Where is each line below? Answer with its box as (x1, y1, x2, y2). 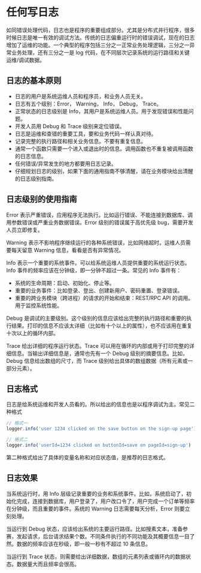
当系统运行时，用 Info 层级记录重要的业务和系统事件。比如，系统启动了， (6, 490, 187, 497)
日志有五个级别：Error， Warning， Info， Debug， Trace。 (14, 100, 162, 107)
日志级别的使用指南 (6, 194, 77, 204)
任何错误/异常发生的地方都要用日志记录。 (14, 160, 117, 167)
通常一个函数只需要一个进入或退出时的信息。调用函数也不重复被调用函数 (14, 145, 193, 152)
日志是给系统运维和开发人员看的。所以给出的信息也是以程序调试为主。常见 (6, 401, 190, 408)
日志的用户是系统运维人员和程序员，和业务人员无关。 (14, 92, 147, 99)
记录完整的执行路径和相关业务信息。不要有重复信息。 (14, 137, 147, 144)
